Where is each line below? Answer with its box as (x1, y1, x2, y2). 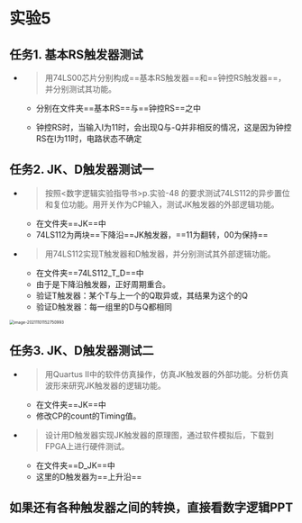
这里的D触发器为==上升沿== (35, 471, 142, 482)
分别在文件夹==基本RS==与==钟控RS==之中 (35, 103, 201, 113)
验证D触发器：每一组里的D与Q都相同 (35, 301, 173, 311)
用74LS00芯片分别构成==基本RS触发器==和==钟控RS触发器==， (44, 73, 287, 83)
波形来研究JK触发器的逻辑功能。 (44, 380, 166, 391)
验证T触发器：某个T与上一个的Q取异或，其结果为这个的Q (35, 290, 249, 301)
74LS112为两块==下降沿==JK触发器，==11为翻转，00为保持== (35, 229, 269, 239)
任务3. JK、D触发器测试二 (9, 343, 154, 358)
